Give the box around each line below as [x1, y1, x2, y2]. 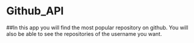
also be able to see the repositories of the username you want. [6, 30, 162, 37]
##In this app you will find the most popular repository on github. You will [6, 24, 189, 31]
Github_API [6, 4, 64, 18]
